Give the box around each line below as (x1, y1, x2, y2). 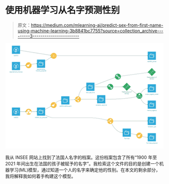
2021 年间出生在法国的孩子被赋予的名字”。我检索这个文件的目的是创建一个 (5, 160, 159, 166)
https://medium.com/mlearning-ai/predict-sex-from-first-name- (31, 22, 163, 28)
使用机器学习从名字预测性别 (5, 5, 120, 16)
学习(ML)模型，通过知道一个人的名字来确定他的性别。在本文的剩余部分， (9, 166, 160, 173)
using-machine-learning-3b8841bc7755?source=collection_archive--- (17, 28, 163, 34)
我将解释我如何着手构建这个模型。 (5, 173, 76, 179)
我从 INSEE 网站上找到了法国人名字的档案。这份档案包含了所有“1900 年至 (5, 154, 157, 160)
